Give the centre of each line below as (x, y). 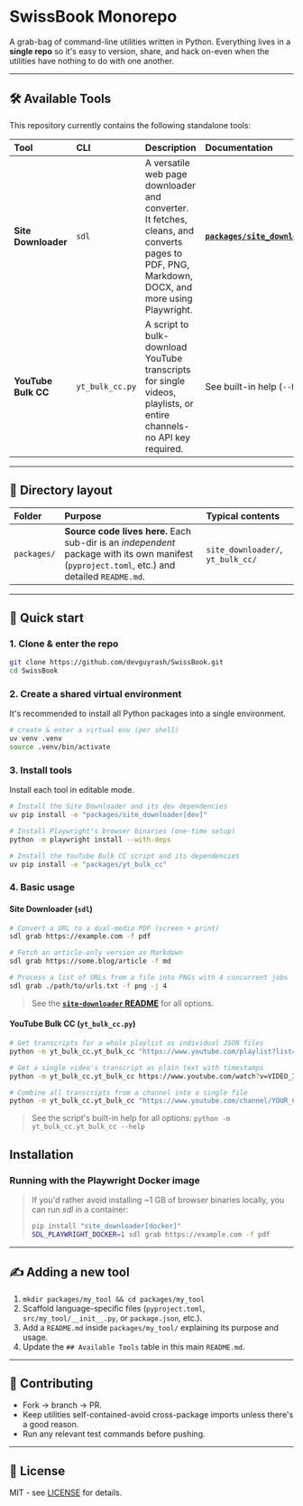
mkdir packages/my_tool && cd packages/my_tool (113, 1299)
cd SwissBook (34, 671)
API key (174, 438)
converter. (167, 208)
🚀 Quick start (46, 618)
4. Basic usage (42, 888)
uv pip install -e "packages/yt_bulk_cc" (88, 864)
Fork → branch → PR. (62, 1405)
